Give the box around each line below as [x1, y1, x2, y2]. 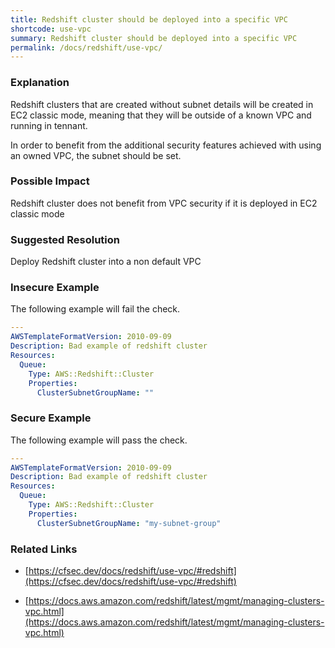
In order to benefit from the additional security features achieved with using [10, 139, 322, 151]
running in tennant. [10, 119, 88, 131]
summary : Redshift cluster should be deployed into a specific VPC [10, 33, 298, 43]
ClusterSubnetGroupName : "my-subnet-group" [36, 518, 222, 528]
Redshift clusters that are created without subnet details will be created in [10, 98, 314, 110]
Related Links [10, 542, 78, 556]
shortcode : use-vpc [10, 24, 92, 34]
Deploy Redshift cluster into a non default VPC [10, 256, 202, 268]
